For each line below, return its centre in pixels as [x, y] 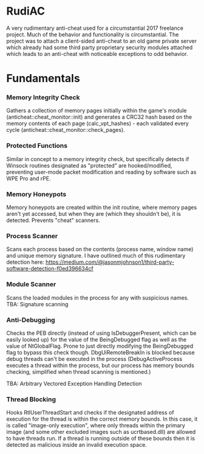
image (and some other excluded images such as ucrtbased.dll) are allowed [101, 432]
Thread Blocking [31, 399]
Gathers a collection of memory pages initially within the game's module [97, 111]
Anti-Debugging [31, 320]
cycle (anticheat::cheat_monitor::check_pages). [66, 130]
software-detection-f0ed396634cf [50, 269]
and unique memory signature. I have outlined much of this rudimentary [96, 256]
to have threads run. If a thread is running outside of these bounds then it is [101, 438]
